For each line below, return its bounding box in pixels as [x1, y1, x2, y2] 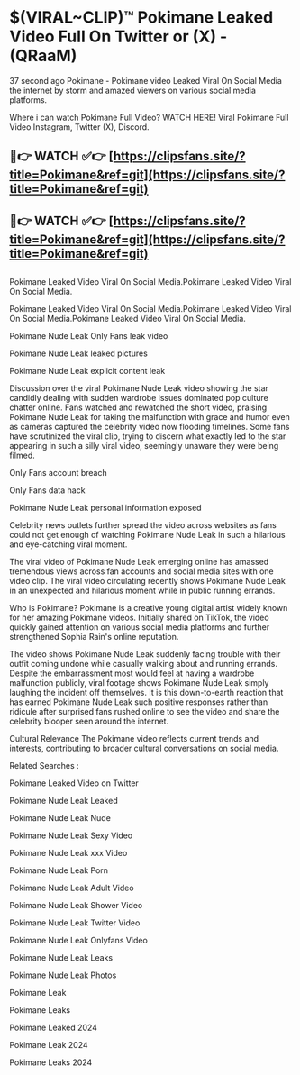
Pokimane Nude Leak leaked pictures [9, 348, 149, 359]
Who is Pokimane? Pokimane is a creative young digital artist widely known [9, 603, 288, 614]
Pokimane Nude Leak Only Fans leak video [9, 331, 168, 342]
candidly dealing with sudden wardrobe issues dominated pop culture [9, 393, 268, 404]
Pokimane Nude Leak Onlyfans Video [9, 935, 149, 946]
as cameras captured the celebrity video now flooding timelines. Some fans [9, 422, 290, 433]
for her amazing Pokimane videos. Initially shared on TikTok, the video [9, 612, 269, 624]
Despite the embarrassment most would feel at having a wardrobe [9, 668, 255, 679]
